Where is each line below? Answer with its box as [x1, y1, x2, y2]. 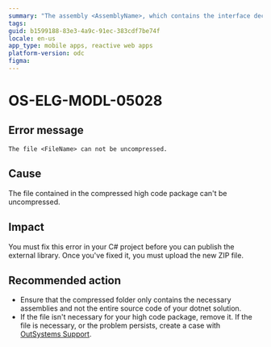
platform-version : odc [8, 49, 85, 57]
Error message [8, 123, 85, 137]
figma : [8, 57, 31, 65]
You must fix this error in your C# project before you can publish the [8, 241, 235, 251]
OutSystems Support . [19, 329, 92, 339]
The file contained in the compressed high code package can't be [8, 188, 227, 198]
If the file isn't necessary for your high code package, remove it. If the [19, 312, 252, 322]
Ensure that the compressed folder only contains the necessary [19, 295, 231, 305]
